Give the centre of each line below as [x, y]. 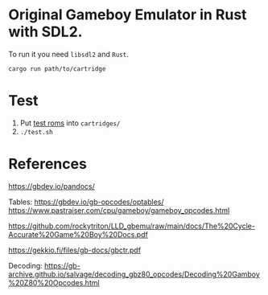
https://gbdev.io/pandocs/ [52, 186]
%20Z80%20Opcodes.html [54, 282]
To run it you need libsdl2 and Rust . [68, 54]
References [47, 164]
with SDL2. [45, 32]
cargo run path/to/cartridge [57, 69]
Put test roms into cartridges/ [70, 123]
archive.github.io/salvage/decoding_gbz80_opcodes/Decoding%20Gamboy [134, 274]
